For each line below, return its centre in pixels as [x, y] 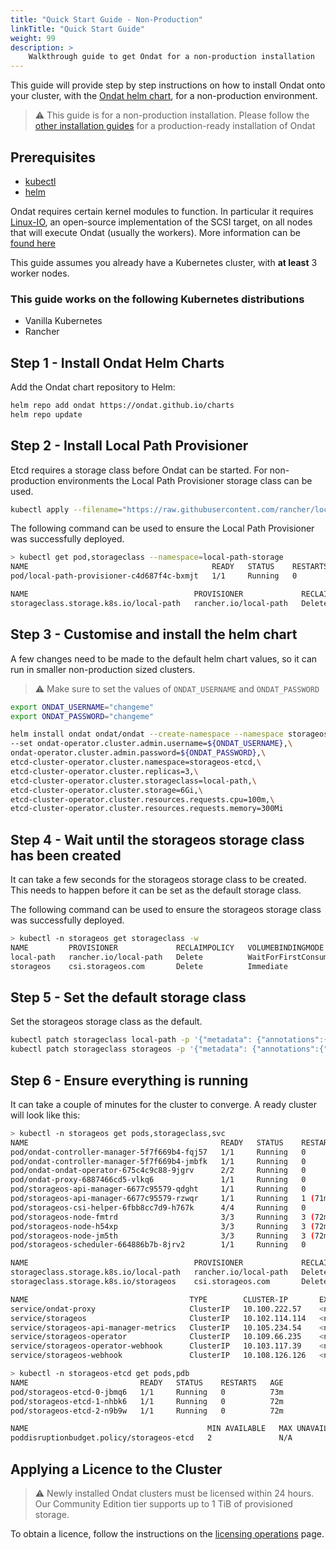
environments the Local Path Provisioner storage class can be [185, 480]
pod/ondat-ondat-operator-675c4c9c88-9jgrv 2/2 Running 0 [158, 1171]
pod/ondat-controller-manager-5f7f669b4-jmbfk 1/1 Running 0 [158, 1161]
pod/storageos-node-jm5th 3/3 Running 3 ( [162, 1236]
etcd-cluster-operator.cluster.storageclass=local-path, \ [133, 781]
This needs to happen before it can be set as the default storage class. [156, 890]
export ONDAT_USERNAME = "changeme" [82, 707]
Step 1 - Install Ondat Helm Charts [117, 362]
